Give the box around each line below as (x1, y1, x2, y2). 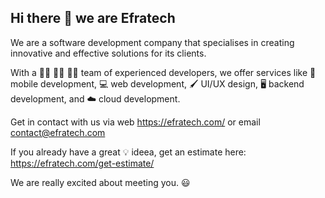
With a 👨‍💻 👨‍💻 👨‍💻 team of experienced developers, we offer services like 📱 (10, 66, 317, 78)
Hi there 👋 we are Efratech (10, 10, 176, 27)
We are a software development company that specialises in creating (10, 36, 295, 48)
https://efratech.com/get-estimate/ (10, 157, 155, 169)
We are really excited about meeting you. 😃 (10, 176, 191, 188)
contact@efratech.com (10, 126, 106, 138)
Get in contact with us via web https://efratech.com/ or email (10, 116, 261, 128)
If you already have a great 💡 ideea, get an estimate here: (10, 146, 247, 158)
